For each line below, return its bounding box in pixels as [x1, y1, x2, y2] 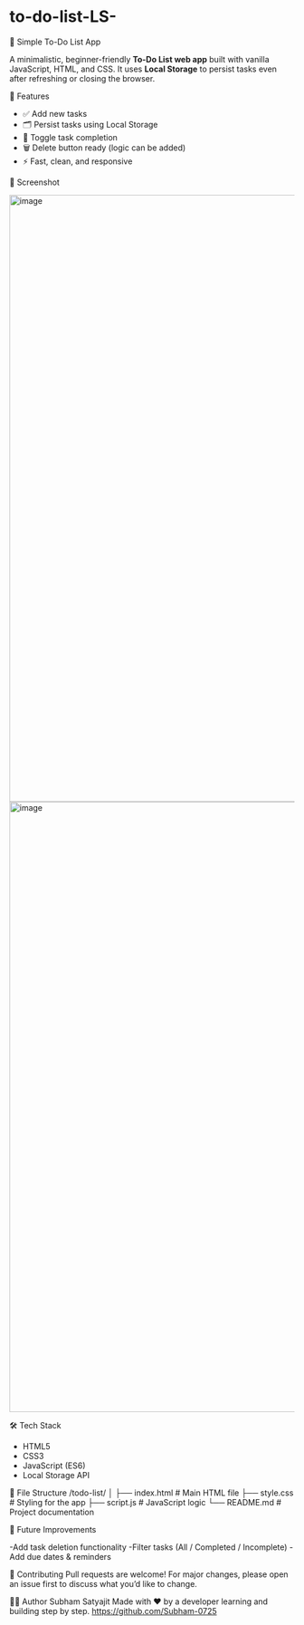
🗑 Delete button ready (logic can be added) [22, 142, 186, 153]
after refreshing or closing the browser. [9, 72, 156, 83]
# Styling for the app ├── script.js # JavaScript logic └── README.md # [9, 1496, 282, 1507]
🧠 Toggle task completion [22, 131, 118, 142]
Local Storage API [22, 1469, 90, 1480]
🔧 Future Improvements [9, 1524, 97, 1534]
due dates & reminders [26, 1551, 111, 1562]
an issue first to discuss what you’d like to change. [9, 1578, 197, 1589]
